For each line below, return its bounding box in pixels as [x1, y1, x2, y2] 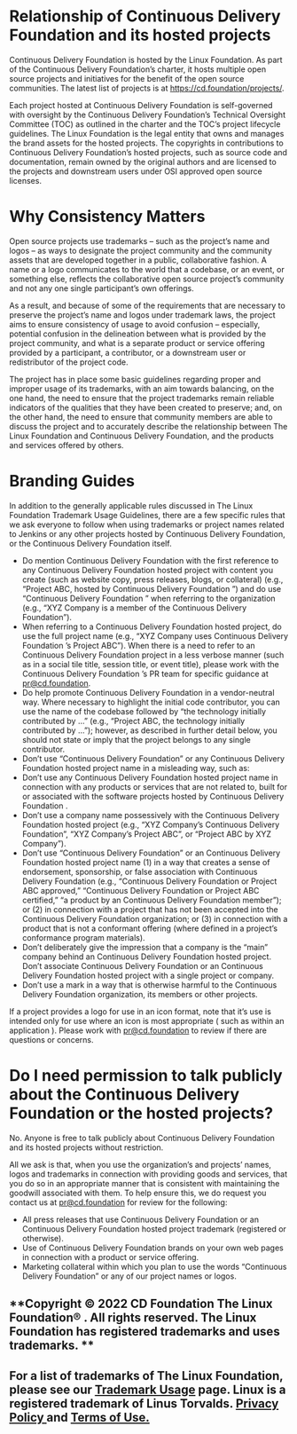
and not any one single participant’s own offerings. [9, 282, 195, 294]
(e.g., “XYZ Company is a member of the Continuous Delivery [21, 602, 247, 613]
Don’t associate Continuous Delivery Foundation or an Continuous [21, 960, 263, 971]
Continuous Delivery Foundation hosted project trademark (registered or [21, 1223, 286, 1234]
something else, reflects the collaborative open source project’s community [9, 273, 285, 284]
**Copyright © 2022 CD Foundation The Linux [9, 1296, 273, 1312]
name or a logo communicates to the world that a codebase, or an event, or [9, 264, 285, 274]
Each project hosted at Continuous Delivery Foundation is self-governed [9, 99, 273, 110]
